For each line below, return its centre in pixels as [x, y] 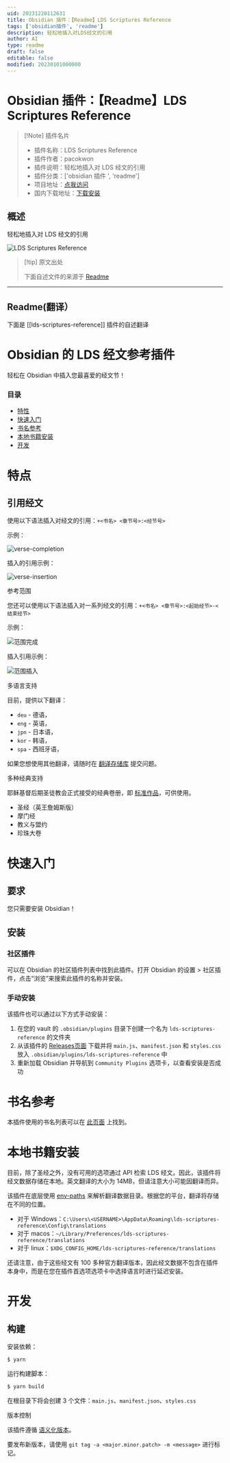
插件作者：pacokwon [64, 158]
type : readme [26, 45]
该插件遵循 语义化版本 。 [41, 1430]
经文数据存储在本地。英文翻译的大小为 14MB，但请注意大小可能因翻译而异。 [115, 1181]
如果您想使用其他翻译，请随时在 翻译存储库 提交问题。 [84, 764]
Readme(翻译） [40, 307]
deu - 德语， [34, 715]
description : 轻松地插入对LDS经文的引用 [60, 33]
